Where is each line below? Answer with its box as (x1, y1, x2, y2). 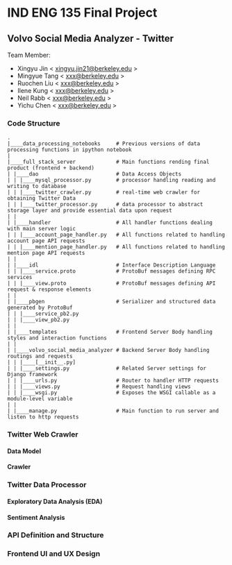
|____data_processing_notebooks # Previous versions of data (7, 140, 200, 147)
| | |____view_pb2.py (7, 317, 70, 323)
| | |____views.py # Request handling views (7, 383, 191, 390)
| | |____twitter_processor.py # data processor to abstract (7, 201, 204, 208)
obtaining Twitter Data (7, 195, 76, 202)
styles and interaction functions (7, 335, 108, 341)
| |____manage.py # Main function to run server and (7, 407, 219, 414)
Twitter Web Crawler (7, 430, 78, 439)
